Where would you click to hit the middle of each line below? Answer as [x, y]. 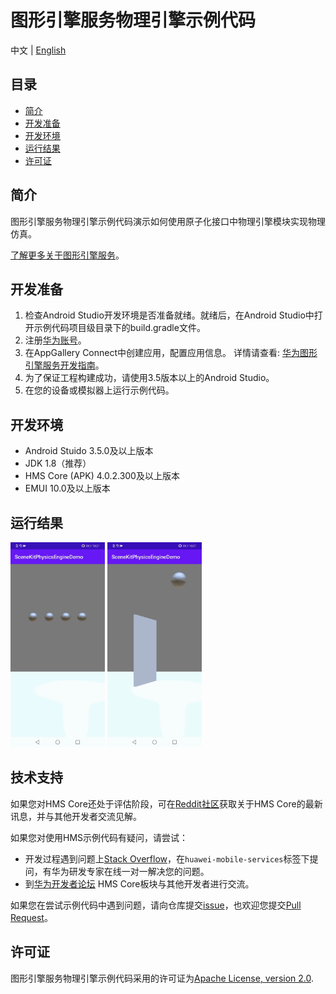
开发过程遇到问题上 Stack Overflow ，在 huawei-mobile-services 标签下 [167, 858]
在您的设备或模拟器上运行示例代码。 [99, 390]
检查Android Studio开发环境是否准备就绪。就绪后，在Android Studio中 [169, 315]
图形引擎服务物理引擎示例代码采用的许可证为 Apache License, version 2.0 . [162, 978]
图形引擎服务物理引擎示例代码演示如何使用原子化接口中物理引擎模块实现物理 [168, 221]
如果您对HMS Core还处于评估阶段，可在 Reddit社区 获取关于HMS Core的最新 [166, 803]
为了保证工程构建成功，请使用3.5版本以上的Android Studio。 [149, 378]
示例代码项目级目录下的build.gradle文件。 [119, 328]
